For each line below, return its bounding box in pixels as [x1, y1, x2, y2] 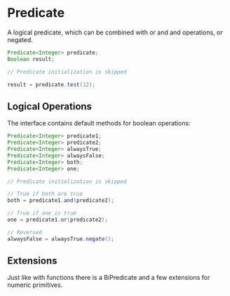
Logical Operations [7, 100, 93, 112]
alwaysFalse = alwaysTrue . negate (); [7, 235, 114, 243]
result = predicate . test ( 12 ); [7, 81, 96, 88]
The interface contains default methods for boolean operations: [7, 119, 191, 128]
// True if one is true [7, 210, 77, 217]
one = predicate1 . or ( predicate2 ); [7, 216, 109, 223]
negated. [7, 35, 34, 43]
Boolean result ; [7, 55, 55, 62]
